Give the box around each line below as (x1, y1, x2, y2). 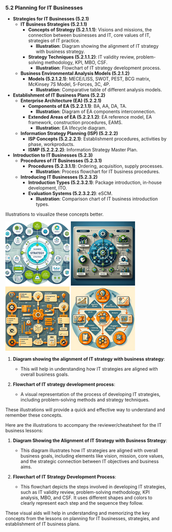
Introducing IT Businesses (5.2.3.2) (20, 174, 98, 180)
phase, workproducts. (28, 141, 75, 147)
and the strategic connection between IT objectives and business (20, 459, 159, 465)
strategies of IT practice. (28, 37, 81, 44)
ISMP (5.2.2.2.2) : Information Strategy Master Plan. (28, 147, 138, 153)
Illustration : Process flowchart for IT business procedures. (35, 168, 160, 175)
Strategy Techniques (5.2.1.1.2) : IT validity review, (28, 54, 135, 60)
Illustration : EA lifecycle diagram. (35, 125, 107, 131)
